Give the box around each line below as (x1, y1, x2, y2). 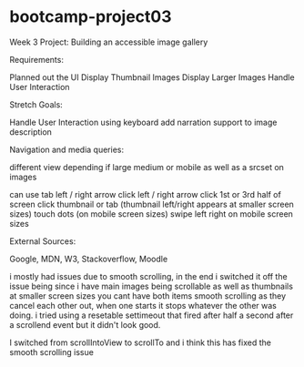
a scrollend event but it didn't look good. (9, 319, 161, 330)
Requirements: (9, 54, 64, 65)
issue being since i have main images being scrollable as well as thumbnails (9, 280, 294, 291)
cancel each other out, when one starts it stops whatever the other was (9, 300, 278, 311)
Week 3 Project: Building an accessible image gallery (9, 36, 208, 47)
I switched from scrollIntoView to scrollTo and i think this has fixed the (9, 337, 271, 348)
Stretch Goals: (9, 98, 64, 110)
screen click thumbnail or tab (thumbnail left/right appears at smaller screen (9, 199, 294, 209)
